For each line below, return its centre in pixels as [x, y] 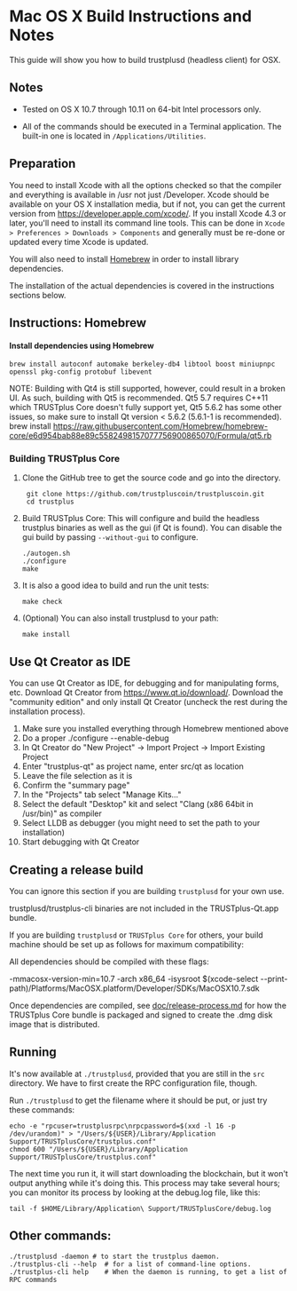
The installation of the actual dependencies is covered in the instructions [142, 285]
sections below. [38, 295]
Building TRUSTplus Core [65, 459]
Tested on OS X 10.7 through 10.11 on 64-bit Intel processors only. [141, 109]
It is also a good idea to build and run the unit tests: [116, 586]
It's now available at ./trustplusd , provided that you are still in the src [137, 1073]
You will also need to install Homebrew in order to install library [124, 258]
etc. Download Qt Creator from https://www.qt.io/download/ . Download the [146, 693]
